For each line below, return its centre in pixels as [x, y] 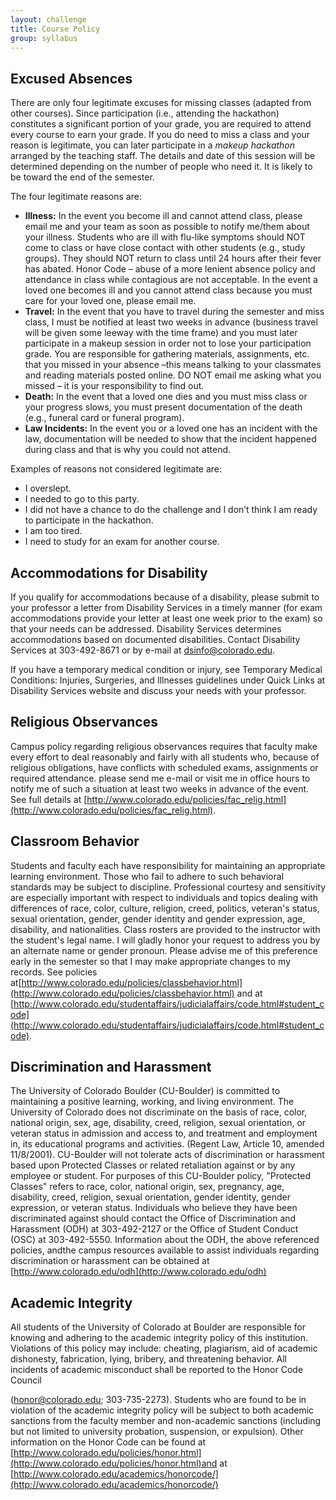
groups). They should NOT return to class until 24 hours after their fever [173, 258]
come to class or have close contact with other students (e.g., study [165, 248]
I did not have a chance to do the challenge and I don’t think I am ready [171, 510]
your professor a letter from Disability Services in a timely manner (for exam [166, 607]
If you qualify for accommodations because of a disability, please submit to [165, 597]
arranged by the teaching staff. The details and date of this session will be [163, 156]
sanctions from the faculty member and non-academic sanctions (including [166, 1421]
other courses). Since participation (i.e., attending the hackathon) [145, 113]
